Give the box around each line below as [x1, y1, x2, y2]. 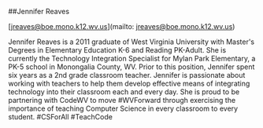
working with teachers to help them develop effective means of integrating [8, 79, 250, 88]
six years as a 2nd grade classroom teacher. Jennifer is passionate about [8, 71, 246, 79]
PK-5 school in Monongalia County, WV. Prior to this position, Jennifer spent [8, 62, 255, 71]
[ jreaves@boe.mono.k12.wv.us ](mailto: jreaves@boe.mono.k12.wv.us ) [8, 22, 235, 31]
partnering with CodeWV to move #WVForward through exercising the [8, 96, 236, 104]
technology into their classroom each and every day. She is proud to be [8, 87, 240, 97]
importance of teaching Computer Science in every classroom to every [8, 104, 239, 113]
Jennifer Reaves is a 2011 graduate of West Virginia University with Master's [8, 37, 255, 46]
